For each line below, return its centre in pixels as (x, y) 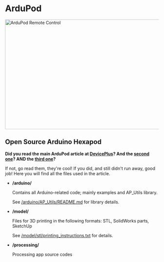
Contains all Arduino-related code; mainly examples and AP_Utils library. (85, 192)
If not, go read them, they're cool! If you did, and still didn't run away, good (80, 168)
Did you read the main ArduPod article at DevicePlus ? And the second (77, 154)
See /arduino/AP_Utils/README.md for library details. (66, 202)
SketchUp (22, 226)
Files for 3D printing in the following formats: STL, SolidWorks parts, (81, 221)
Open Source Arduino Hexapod (53, 142)
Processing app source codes (42, 254)
